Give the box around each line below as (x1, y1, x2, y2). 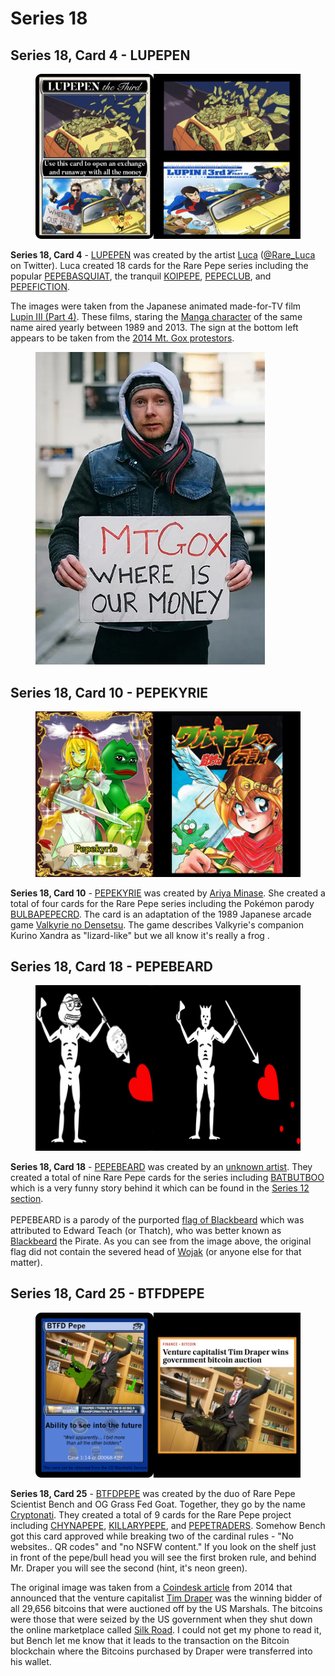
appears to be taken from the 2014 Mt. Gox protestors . (10, 332, 235, 344)
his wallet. (10, 1656, 52, 1668)
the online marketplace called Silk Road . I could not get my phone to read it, (10, 1624, 322, 1636)
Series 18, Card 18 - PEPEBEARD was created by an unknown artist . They (10, 1160, 313, 1172)
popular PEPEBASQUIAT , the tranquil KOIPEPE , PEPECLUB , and (10, 270, 272, 282)
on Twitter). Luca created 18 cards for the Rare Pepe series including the (10, 260, 309, 272)
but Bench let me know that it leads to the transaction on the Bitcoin (10, 1635, 290, 1647)
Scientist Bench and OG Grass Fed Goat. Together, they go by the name (10, 1498, 306, 1511)
